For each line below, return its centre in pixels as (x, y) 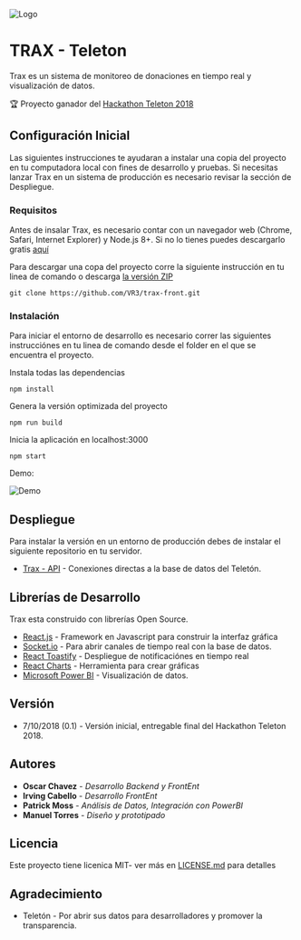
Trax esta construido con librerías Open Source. (99, 619)
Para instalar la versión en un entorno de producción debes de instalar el (145, 542)
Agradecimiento (56, 894)
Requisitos (33, 210)
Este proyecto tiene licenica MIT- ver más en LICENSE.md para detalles (143, 865)
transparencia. (49, 925)
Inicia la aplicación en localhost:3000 (79, 440)
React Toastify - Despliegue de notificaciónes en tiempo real (136, 655)
